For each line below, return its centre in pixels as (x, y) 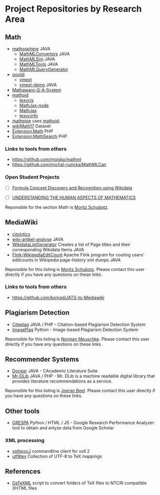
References (23, 471)
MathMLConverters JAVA (45, 54)
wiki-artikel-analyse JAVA (38, 239)
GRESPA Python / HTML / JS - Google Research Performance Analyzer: (83, 423)
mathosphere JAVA (31, 49)
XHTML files (24, 488)
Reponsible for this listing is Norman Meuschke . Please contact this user (77, 339)
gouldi (18, 74)
